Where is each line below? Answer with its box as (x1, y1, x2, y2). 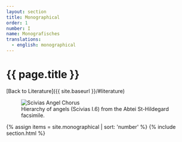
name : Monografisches (6, 31, 60, 37)
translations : (6, 36, 42, 42)
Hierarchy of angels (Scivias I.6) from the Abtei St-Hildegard (21, 105, 169, 112)
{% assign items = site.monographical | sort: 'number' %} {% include (6, 123, 176, 130)
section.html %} (6, 129, 46, 137)
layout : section (6, 8, 47, 15)
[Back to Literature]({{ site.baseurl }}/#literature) (6, 87, 125, 94)
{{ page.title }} (6, 68, 80, 81)
